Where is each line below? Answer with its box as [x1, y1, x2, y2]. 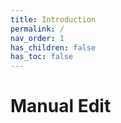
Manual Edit [10, 95, 112, 118]
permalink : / [10, 24, 65, 34]
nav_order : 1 [10, 33, 65, 43]
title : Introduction [10, 14, 97, 25]
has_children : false [10, 42, 97, 53]
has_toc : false [10, 52, 74, 62]
